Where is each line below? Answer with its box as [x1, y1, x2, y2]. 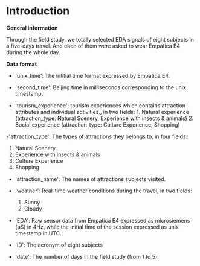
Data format [6, 60, 37, 68]
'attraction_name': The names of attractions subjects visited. [15, 175, 166, 182]
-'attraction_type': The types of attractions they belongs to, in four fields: [6, 133, 188, 140]
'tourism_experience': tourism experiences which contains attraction [15, 101, 186, 109]
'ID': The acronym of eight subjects [15, 241, 103, 249]
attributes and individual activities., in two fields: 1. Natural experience [15, 108, 189, 115]
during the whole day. [6, 48, 60, 55]
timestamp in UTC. [15, 229, 62, 236]
